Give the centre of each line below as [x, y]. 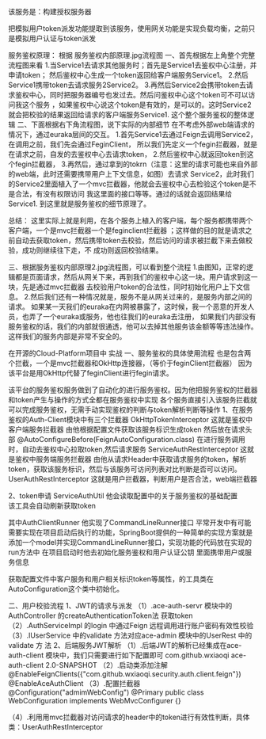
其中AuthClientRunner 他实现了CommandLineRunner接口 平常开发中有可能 [130, 522]
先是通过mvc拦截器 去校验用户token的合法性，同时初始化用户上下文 [133, 287]
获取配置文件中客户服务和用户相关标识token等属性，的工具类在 [111, 579]
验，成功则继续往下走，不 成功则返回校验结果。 [85, 250]
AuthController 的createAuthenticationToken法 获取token [101, 615]
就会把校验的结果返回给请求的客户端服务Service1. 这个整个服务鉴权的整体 [128, 114]
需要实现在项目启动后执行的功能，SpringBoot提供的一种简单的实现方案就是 [131, 532]
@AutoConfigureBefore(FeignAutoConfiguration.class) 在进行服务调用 [131, 439]
